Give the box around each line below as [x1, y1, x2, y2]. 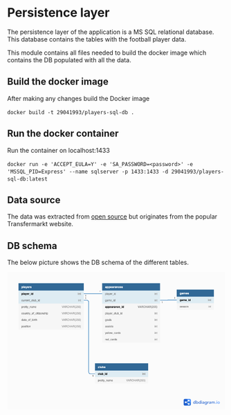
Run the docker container [7, 128, 119, 140]
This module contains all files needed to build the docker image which [7, 48, 207, 57]
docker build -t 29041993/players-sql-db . [7, 109, 135, 116]
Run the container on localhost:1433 [7, 146, 111, 154]
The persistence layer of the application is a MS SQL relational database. [7, 28, 214, 36]
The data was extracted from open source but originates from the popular [7, 212, 218, 221]
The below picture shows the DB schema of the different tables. [7, 258, 189, 267]
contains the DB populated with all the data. [7, 55, 131, 64]
